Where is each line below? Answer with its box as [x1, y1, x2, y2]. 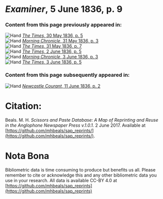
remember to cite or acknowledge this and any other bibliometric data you [5, 172, 157, 178]
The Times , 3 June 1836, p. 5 [22, 59, 82, 65]
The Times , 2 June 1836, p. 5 [22, 48, 82, 54]
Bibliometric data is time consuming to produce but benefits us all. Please [5, 167, 156, 173]
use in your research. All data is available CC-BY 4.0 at [5, 177, 117, 183]
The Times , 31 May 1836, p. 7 [22, 43, 82, 49]
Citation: [5, 100, 42, 112]
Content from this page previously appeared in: [5, 21, 122, 28]
